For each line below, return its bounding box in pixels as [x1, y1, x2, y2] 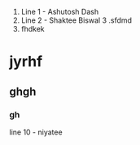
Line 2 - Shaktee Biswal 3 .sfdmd [20, 15, 133, 25]
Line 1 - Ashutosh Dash [20, 7, 99, 16]
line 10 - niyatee [9, 127, 63, 137]
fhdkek [20, 24, 46, 33]
